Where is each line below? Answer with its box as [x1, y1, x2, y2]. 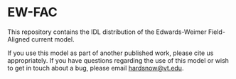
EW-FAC [7, 4, 58, 20]
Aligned [7, 35, 31, 43]
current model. [31, 35, 75, 43]
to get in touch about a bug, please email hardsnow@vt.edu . [7, 63, 184, 72]
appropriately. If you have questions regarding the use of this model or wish [7, 56, 230, 64]
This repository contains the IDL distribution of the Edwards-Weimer [7, 28, 207, 36]
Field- [208, 28, 226, 36]
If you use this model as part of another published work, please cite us [7, 49, 214, 57]
